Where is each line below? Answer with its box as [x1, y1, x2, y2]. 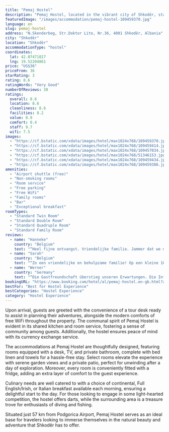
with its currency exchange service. [5, 334, 79, 340]
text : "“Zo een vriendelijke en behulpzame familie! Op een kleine [14, 261, 158, 266]
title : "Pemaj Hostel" [5, 7, 53, 13]
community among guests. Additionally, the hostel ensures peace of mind [5, 329, 158, 334]
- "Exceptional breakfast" [10, 204, 66, 209]
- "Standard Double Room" [10, 218, 64, 223]
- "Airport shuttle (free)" [10, 171, 69, 176]
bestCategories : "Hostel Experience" [5, 288, 84, 294]
